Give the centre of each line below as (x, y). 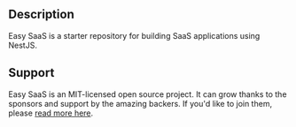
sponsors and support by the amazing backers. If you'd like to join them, (140, 103)
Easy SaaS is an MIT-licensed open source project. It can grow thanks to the (148, 94)
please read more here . (51, 113)
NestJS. (23, 45)
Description (41, 15)
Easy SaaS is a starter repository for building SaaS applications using (134, 35)
